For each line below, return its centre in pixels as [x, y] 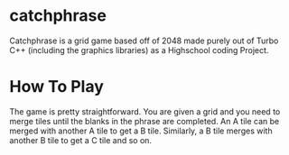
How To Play [56, 87]
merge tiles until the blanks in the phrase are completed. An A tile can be [144, 121]
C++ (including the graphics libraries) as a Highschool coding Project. [139, 50]
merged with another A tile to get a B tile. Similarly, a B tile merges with [141, 131]
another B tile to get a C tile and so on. [80, 140]
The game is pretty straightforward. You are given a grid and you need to [145, 111]
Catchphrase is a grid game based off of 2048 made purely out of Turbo [144, 41]
